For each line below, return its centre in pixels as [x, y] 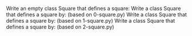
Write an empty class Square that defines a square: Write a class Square [93, 8]
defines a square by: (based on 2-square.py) [60, 27]
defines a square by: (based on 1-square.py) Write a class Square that [90, 21]
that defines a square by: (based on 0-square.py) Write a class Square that [97, 15]
